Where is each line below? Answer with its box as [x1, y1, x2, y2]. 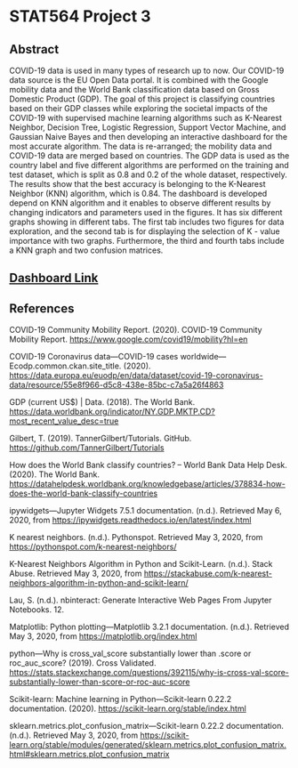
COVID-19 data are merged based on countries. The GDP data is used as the [9, 150, 290, 161]
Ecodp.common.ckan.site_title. [9, 360, 122, 371]
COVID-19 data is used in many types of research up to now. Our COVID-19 [9, 65, 285, 76]
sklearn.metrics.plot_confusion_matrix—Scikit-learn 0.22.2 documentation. [9, 721, 285, 732]
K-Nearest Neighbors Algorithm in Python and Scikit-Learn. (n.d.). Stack [9, 559, 273, 570]
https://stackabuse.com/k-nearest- [143, 568, 273, 579]
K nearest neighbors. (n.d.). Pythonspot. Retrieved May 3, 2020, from [9, 532, 263, 543]
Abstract [9, 42, 60, 57]
